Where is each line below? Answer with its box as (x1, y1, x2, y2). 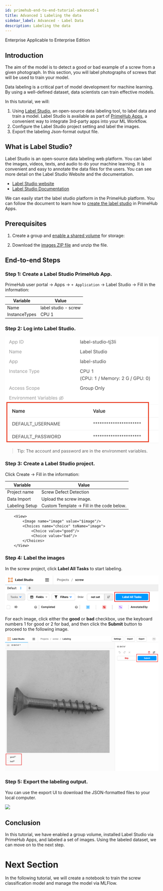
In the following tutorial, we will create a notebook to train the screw (5, 875, 141, 881)
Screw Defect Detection (41, 489, 89, 495)
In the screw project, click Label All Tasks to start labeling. (5, 565, 123, 571)
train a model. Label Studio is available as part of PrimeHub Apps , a (12, 113, 147, 119)
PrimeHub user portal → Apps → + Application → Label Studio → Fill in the (5, 282, 156, 288)
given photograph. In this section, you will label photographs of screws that (5, 70, 156, 75)
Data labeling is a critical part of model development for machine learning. (5, 84, 154, 90)
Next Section (5, 859, 58, 870)
